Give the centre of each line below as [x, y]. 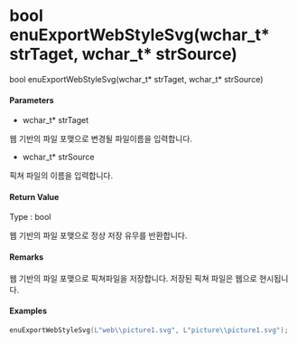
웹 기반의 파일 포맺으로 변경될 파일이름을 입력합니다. [101, 139]
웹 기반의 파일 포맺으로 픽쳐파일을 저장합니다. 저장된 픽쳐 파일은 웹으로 [133, 278]
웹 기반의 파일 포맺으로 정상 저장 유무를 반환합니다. [98, 235]
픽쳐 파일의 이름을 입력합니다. [61, 176]
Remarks [27, 257]
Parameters [32, 100]
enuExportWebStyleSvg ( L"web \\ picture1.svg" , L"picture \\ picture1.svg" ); [149, 330]
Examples [28, 311]
